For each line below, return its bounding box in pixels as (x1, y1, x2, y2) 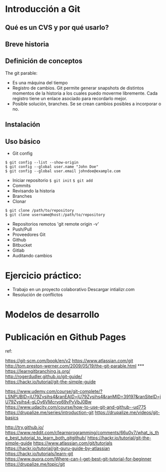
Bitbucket (12, 242, 32, 248)
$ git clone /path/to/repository (5, 208, 74, 213)
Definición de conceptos (5, 57, 83, 65)
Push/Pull (12, 226, 32, 232)
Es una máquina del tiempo (12, 79, 68, 85)
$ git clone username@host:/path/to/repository (5, 212, 106, 217)
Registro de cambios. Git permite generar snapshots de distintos (12, 85, 144, 91)
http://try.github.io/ (5, 424, 44, 430)
